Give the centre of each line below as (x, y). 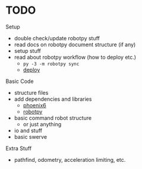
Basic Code (20, 81)
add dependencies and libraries (53, 99)
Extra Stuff (19, 148)
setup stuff (27, 50)
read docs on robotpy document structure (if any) (75, 44)
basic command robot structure (53, 118)
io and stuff (28, 130)
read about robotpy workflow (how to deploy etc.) (75, 57)
